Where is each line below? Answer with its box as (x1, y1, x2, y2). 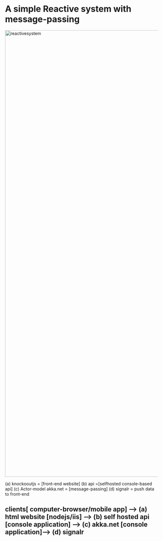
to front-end (5, 491, 30, 497)
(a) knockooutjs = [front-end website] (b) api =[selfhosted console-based (5, 481, 152, 487)
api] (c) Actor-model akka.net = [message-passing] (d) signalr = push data (5, 486, 154, 492)
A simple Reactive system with (5, 3, 132, 15)
